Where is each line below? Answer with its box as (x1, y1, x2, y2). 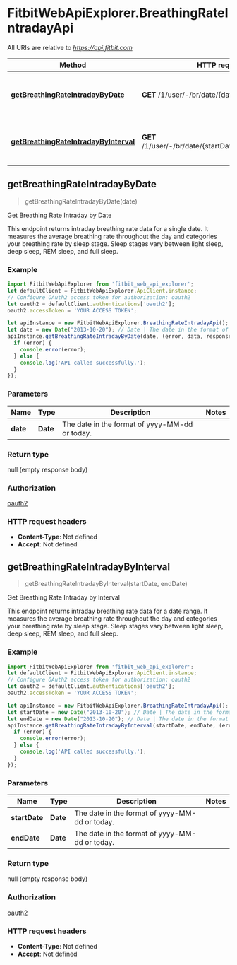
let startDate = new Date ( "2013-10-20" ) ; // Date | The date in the (7, 708, 213, 715)
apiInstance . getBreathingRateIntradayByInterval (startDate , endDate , (7, 722, 217, 729)
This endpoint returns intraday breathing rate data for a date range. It (7, 607, 208, 616)
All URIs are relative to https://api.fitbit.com (7, 43, 133, 52)
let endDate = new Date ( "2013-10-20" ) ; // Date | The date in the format (7, 715, 229, 723)
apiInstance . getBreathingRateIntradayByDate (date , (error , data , (7, 333, 203, 340)
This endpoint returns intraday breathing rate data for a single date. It (7, 224, 208, 233)
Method (59, 60, 87, 70)
